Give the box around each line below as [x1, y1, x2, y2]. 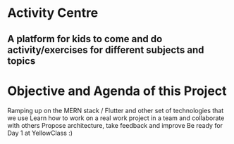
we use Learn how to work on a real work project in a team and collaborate [7, 114, 225, 122]
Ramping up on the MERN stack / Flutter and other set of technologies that [7, 106, 224, 114]
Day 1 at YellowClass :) [7, 129, 73, 137]
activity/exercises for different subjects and [7, 44, 204, 55]
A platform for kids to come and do [7, 33, 163, 45]
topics [7, 55, 36, 67]
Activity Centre [7, 5, 99, 21]
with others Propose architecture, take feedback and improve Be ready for [7, 121, 223, 129]
